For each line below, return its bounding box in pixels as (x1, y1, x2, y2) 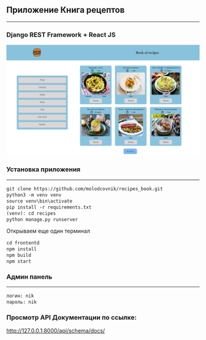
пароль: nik (6, 299, 37, 306)
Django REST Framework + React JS (6, 30, 116, 39)
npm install (6, 245, 37, 252)
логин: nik (6, 293, 34, 299)
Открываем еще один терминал (6, 227, 91, 234)
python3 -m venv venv (6, 191, 62, 198)
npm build (6, 252, 32, 258)
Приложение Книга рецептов (6, 5, 125, 15)
